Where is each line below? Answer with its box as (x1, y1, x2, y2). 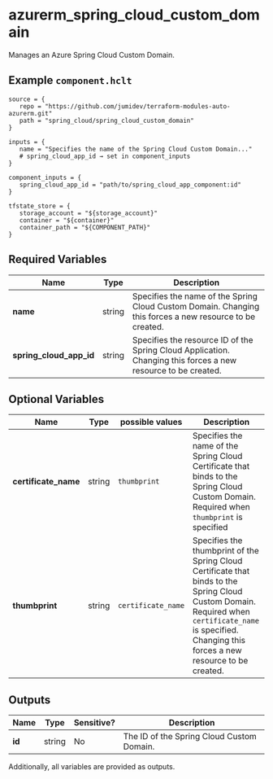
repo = (19, 102, 42, 111)
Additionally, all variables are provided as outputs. (8, 762, 175, 772)
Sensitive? (73, 717, 115, 729)
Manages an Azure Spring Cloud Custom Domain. (8, 50, 175, 59)
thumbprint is (192, 511, 243, 523)
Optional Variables (8, 392, 104, 406)
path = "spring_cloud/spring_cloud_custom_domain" (19, 116, 195, 125)
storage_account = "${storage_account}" (19, 209, 158, 217)
